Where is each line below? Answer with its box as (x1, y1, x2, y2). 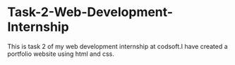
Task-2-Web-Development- (7, 4, 174, 20)
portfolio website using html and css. (7, 50, 114, 58)
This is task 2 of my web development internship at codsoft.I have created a (7, 42, 228, 50)
